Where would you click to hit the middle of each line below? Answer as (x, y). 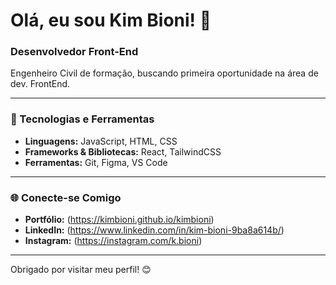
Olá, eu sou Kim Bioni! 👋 (111, 20)
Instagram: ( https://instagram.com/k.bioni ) (113, 241)
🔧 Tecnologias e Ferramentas (82, 119)
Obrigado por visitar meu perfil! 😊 (81, 270)
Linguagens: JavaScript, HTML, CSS (101, 141)
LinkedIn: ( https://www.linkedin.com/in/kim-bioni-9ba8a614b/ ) (154, 230)
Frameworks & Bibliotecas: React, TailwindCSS (123, 151)
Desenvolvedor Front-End (74, 52)
